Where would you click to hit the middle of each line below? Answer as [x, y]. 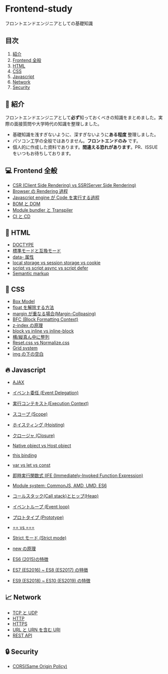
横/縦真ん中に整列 [31, 337]
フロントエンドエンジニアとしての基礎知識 [49, 23]
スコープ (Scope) [30, 414]
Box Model [24, 301]
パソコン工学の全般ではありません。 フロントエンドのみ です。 [76, 141]
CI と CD [21, 217]
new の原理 [24, 548]
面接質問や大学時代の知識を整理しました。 [58, 123]
